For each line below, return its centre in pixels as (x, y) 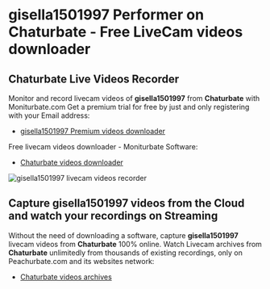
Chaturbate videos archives (66, 277)
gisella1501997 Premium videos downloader (93, 131)
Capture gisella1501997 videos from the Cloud (127, 203)
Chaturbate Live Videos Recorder (94, 79)
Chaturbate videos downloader (71, 162)
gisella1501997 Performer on (106, 15)
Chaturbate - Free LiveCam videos (126, 32)
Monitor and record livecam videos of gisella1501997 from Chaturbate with (134, 98)
